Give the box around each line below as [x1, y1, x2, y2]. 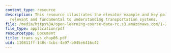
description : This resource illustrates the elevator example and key [5, 12, 158, 17]
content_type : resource [5, 7, 56, 13]
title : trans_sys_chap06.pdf [5, 36, 67, 41]
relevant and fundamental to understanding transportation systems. [10, 17, 158, 22]
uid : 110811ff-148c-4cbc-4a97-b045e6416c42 [5, 40, 99, 45]
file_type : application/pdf [5, 26, 65, 31]
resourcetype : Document [5, 31, 56, 36]
